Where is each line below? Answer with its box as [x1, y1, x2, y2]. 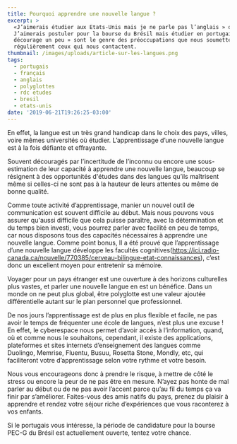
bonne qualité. [7, 187, 49, 195]
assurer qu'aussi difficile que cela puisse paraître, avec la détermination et [7, 216, 224, 224]
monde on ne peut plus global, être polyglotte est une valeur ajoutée [7, 289, 206, 298]
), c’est [200, 253, 220, 262]
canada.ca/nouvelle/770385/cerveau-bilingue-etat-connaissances [7, 253, 201, 262]
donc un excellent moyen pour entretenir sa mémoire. [7, 261, 164, 269]
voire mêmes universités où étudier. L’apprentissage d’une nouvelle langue [7, 136, 224, 144]
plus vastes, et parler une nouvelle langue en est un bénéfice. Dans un [7, 282, 212, 291]
